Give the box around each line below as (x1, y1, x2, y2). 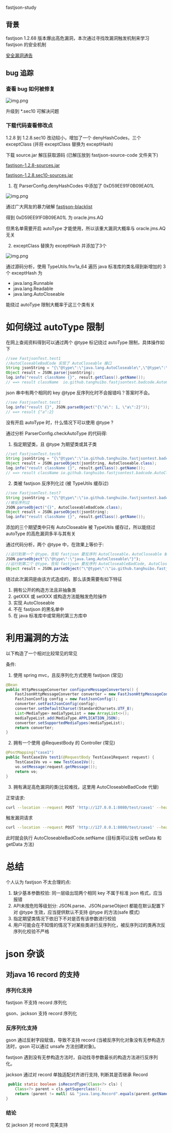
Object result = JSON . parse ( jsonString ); (6, 370, 95, 376)
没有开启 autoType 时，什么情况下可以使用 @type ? (6, 419, 114, 425)
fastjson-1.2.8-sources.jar (6, 162, 60, 168)
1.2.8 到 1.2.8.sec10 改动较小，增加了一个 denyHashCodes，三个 (6, 134, 141, 140)
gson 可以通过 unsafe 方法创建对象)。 (19, 1043, 99, 1049)
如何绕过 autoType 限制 (6, 321, 105, 333)
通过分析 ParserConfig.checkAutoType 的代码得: (6, 430, 108, 436)
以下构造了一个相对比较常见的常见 (6, 650, 78, 656)
